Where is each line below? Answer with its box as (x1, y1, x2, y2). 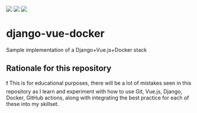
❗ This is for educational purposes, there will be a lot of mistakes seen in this (6, 79, 192, 87)
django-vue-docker (6, 27, 105, 41)
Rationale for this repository (6, 64, 112, 74)
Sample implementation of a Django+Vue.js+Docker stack (6, 46, 147, 53)
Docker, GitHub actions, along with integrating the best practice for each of (6, 94, 189, 101)
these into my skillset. (6, 100, 59, 107)
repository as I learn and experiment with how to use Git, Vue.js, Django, (6, 88, 183, 95)
